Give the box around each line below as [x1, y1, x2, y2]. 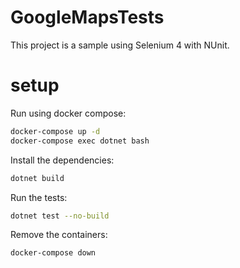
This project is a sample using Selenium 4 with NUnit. [10, 39, 230, 51]
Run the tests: [10, 191, 68, 203]
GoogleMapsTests [10, 6, 165, 29]
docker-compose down [10, 248, 97, 258]
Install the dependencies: [10, 154, 115, 166]
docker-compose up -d [10, 126, 101, 136]
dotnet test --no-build [10, 211, 110, 221]
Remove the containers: [10, 229, 108, 241]
